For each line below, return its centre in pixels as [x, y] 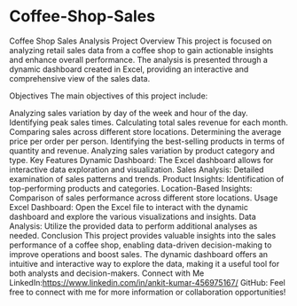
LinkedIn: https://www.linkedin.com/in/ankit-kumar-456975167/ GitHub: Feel [147, 282]
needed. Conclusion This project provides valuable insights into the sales [143, 235]
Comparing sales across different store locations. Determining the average [145, 131]
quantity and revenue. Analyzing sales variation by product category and [142, 150]
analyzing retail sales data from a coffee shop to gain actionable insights [141, 50]
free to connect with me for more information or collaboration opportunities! [148, 292]
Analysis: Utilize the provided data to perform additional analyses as [133, 226]
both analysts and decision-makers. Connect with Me [107, 273]
